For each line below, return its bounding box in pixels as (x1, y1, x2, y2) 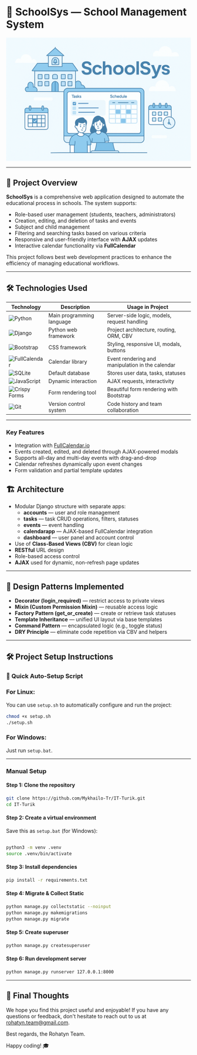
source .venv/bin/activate (6, 851, 72, 856)
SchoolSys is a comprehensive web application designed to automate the (6, 193, 185, 200)
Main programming (48, 311, 94, 319)
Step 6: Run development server (6, 955, 87, 962)
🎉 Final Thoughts (6, 991, 69, 1001)
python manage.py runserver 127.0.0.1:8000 (6, 969, 114, 975)
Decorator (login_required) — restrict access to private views (14, 597, 165, 604)
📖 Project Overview (6, 178, 78, 187)
